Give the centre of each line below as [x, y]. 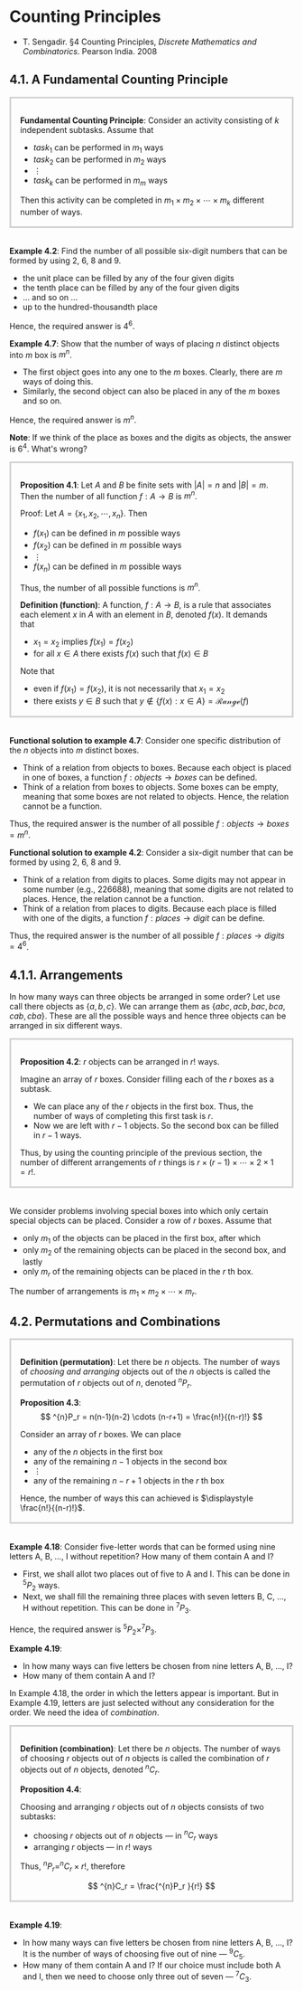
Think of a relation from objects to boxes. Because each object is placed [156, 768]
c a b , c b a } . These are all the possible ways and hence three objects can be [148, 1016]
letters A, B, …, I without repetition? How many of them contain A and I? [142, 1556]
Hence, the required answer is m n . [73, 420]
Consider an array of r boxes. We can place [101, 1434]
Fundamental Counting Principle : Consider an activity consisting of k [150, 120]
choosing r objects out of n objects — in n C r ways [125, 1835]
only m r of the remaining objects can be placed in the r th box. [138, 1272]
